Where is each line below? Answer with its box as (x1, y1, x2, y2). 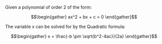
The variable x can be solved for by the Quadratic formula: (5, 23, 126, 29)
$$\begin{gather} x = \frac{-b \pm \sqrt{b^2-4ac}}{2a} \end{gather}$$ (10, 33, 157, 39)
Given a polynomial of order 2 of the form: (5, 4, 92, 10)
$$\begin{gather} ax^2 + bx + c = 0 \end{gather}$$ (30, 14, 137, 19)
